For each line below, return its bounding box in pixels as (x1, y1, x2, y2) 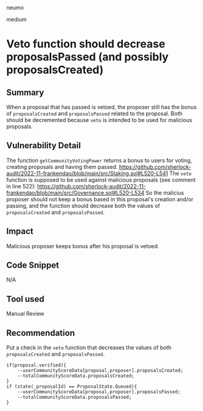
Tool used (6, 294, 44, 304)
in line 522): (6, 182, 36, 190)
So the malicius (145, 189, 184, 196)
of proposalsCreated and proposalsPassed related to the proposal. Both (6, 110, 183, 117)
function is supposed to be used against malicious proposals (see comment (6, 176, 196, 184)
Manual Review (6, 310, 44, 318)
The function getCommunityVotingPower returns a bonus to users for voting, (6, 157, 193, 164)
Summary (6, 87, 44, 98)
